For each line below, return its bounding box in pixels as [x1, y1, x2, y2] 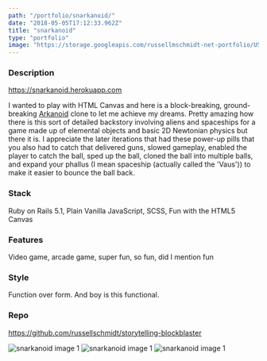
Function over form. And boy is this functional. [8, 290, 160, 300]
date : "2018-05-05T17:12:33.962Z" [8, 19, 123, 27]
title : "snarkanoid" [8, 26, 77, 34]
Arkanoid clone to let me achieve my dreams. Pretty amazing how [38, 109, 254, 119]
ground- [223, 101, 251, 110]
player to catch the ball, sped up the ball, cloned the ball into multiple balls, [8, 152, 253, 161]
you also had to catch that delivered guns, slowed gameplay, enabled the [8, 143, 248, 152]
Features [8, 234, 44, 245]
